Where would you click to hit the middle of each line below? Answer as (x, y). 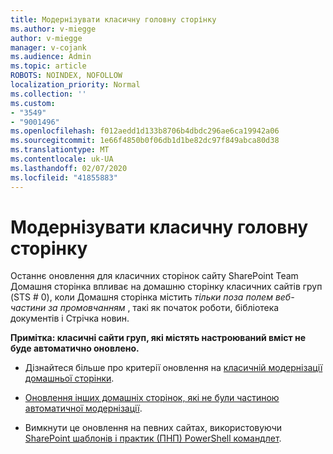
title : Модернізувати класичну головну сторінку (113, 19)
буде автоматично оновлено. (75, 348)
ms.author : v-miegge (53, 29)
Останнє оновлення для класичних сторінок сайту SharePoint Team (154, 276)
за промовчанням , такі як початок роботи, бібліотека (164, 308)
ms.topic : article (48, 66)
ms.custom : (33, 103)
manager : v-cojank (48, 47)
